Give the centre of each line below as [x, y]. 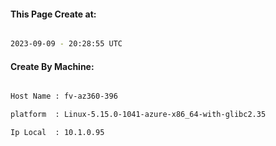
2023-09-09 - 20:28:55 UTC [66, 44]
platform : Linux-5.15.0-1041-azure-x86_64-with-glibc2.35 [138, 115]
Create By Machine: [52, 66]
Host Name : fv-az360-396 [64, 96]
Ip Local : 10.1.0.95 [57, 133]
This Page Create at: [53, 14]
